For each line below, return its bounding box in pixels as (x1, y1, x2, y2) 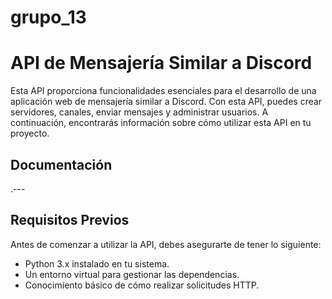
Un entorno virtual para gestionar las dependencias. (24, 268, 240, 280)
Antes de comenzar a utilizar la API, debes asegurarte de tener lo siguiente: (10, 238, 322, 250)
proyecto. (10, 127, 50, 140)
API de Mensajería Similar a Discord (10, 52, 313, 75)
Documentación (10, 156, 113, 173)
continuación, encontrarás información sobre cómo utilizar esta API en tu (10, 117, 312, 129)
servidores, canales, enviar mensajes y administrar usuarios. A (10, 106, 269, 118)
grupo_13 (10, 6, 87, 29)
